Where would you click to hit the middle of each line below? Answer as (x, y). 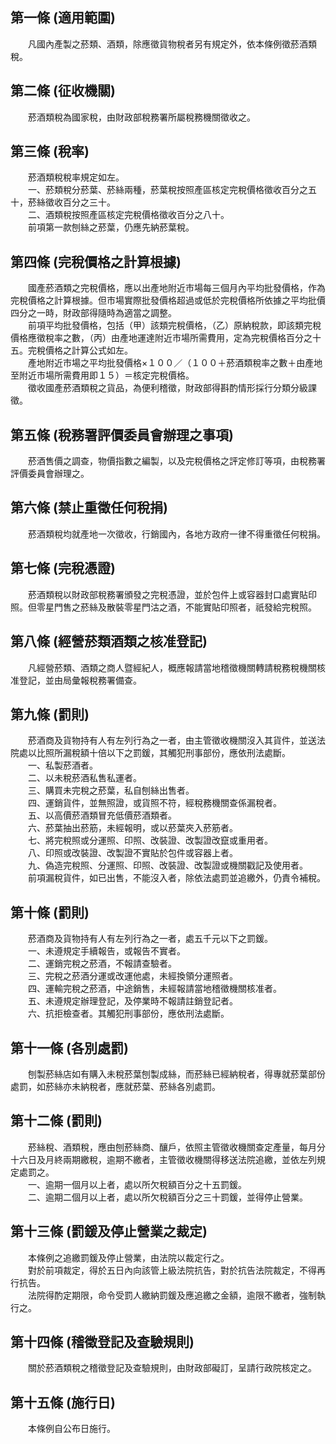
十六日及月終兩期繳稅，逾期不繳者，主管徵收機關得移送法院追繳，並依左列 (163, 1159)
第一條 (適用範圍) (63, 18)
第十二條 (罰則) (56, 1121)
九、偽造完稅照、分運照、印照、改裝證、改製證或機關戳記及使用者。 (167, 865)
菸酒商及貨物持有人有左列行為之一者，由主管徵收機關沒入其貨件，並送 (172, 740)
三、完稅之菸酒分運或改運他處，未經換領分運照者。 (132, 976)
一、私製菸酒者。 (62, 765)
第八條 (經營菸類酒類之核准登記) (109, 641)
